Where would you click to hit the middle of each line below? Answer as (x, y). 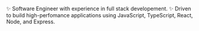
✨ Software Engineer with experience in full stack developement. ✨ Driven (99, 9)
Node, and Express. (31, 21)
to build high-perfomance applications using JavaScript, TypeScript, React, (99, 15)
